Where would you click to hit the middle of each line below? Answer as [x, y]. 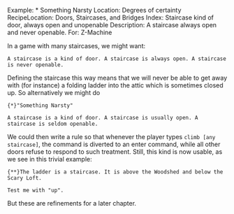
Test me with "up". [36, 190]
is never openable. [36, 65]
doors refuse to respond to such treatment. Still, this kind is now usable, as [115, 152]
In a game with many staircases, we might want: [76, 46]
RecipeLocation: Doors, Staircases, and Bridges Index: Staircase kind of [111, 17]
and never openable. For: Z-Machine [60, 32]
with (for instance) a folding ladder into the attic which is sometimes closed [115, 85]
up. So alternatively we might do [54, 93]
